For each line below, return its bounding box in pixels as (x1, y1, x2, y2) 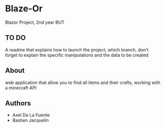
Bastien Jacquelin (12, 117, 49, 124)
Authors (5, 99, 31, 107)
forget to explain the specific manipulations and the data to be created (5, 52, 149, 58)
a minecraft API (5, 85, 37, 90)
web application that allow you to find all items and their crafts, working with (5, 80, 161, 85)
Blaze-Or (5, 3, 43, 14)
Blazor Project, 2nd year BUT (5, 19, 64, 25)
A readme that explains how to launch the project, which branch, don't (5, 46, 149, 52)
